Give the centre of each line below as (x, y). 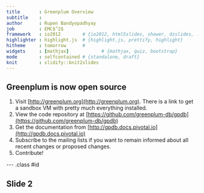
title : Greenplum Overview (50, 12)
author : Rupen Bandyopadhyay (51, 23)
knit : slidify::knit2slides (53, 62)
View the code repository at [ (51, 114)
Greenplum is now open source (66, 87)
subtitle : (24, 18)
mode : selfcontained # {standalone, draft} (73, 57)
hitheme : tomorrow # (46, 46)
